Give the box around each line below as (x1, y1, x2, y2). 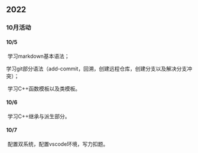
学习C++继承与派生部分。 (7, 112, 70, 120)
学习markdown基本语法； (7, 53, 70, 60)
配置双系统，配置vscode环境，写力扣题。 (7, 140, 109, 147)
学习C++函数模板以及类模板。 (7, 85, 81, 92)
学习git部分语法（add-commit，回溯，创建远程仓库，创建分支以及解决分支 (6, 65, 187, 72)
